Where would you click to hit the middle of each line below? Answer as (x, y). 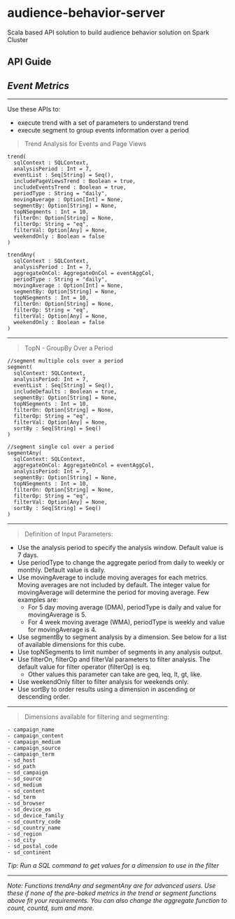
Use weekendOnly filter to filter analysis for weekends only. (103, 682)
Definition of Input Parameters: (69, 534)
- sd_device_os (29, 810)
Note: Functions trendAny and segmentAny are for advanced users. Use (112, 886)
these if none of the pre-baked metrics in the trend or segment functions (112, 893)
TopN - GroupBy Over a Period (69, 348)
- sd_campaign (28, 773)
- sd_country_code (34, 822)
